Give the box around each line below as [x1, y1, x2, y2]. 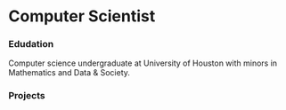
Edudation [8, 38, 54, 51]
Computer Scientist [8, 6, 156, 27]
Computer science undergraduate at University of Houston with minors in [8, 58, 278, 68]
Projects [8, 90, 45, 102]
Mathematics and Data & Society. [8, 67, 131, 78]
